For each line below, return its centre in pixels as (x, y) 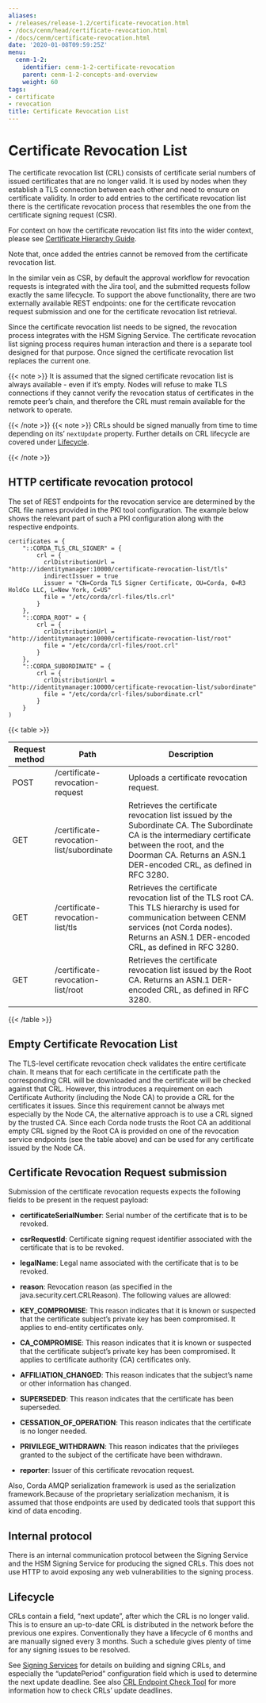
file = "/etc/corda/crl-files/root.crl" (111, 645)
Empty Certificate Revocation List (93, 1044)
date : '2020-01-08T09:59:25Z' (58, 45)
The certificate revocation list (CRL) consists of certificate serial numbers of (132, 172)
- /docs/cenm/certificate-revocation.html (79, 38)
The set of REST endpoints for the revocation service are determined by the (132, 502)
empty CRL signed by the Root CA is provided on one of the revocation (124, 1131)
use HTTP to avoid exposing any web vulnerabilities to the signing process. (131, 1572)
